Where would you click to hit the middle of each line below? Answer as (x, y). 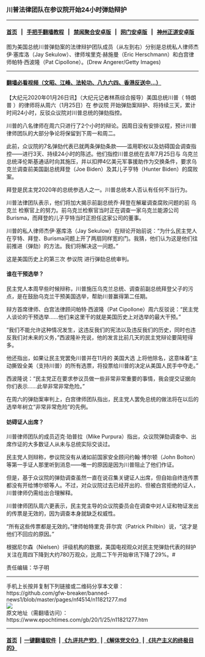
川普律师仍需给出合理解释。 (41, 493)
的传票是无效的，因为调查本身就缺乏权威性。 (63, 514)
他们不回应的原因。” (31, 534)
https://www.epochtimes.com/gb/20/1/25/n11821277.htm (77, 620)
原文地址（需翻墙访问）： (37, 613)
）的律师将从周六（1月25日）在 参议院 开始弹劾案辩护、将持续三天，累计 (105, 105)
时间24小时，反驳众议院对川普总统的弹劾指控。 (66, 112)
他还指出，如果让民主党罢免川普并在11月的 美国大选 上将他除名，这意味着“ (99, 358)
